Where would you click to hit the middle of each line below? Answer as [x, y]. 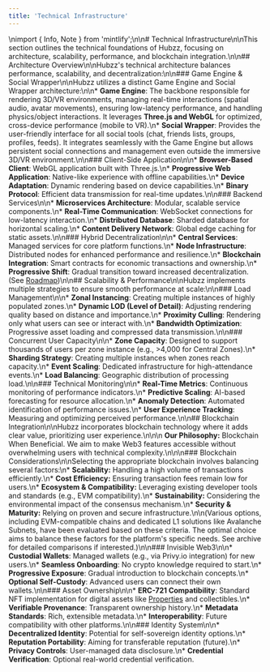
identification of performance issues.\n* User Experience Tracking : [122, 409]
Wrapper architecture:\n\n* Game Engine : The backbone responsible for [129, 91]
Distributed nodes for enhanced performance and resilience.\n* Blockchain [135, 254]
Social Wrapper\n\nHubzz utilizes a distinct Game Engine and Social [122, 82]
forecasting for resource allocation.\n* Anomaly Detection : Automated [126, 400]
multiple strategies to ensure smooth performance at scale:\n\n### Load [130, 289]
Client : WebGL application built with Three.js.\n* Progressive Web [120, 168]
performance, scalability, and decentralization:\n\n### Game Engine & [126, 73]
